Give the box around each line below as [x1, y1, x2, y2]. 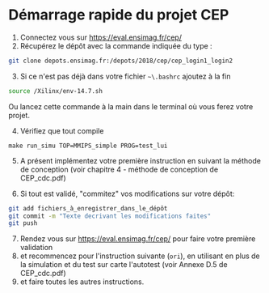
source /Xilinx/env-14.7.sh [8, 87, 103, 95]
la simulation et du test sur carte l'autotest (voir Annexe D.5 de [19, 260, 228, 270]
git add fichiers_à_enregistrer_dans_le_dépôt [8, 204, 168, 212]
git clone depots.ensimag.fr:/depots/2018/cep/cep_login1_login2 [8, 57, 233, 65]
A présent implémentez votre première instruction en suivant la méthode [19, 155, 261, 165]
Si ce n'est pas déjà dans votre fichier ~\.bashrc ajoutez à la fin [19, 71, 231, 81]
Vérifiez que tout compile [19, 125, 104, 135]
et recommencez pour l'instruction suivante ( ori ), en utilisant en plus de [19, 251, 260, 261]
